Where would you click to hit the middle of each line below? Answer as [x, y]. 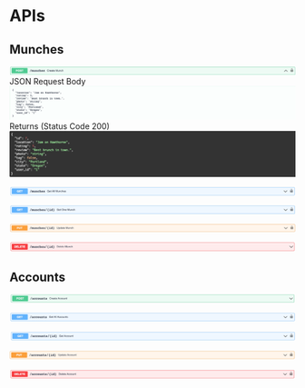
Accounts [38, 277]
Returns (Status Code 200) [60, 126]
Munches [37, 50]
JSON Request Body [48, 82]
